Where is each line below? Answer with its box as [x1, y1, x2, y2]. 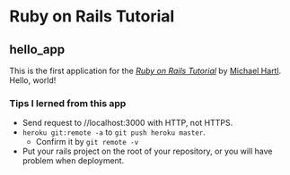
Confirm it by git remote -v [35, 137, 139, 147]
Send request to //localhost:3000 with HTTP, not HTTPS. [22, 118, 233, 129]
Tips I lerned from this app [9, 96, 127, 109]
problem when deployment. [22, 155, 125, 166]
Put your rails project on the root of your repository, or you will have [22, 146, 273, 157]
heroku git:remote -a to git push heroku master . [22, 127, 207, 137]
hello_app [9, 42, 66, 57]
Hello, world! [9, 75, 57, 86]
